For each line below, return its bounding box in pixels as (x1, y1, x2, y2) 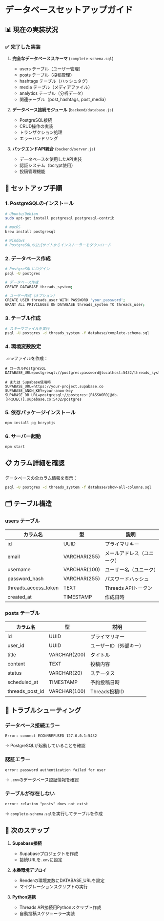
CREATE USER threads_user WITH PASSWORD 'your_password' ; (5, 298, 125, 303)
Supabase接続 (12, 840, 42, 846)
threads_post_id (7, 687, 44, 694)
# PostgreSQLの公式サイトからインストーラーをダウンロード (5, 242, 111, 247)
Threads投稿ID (90, 688, 124, 695)
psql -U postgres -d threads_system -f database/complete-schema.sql (5, 331, 150, 336)
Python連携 (12, 894, 36, 900)
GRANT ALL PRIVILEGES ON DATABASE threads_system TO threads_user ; (5, 302, 145, 307)
